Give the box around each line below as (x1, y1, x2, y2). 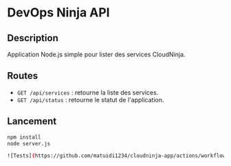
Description (7, 32, 58, 44)
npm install (7, 134, 41, 141)
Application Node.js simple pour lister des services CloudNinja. (7, 50, 186, 58)
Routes (7, 70, 38, 82)
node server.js (7, 140, 51, 147)
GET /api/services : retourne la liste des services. (16, 88, 159, 97)
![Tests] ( (7, 152, 36, 159)
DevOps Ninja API (7, 5, 110, 21)
